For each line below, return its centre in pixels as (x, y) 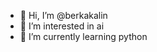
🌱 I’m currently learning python (83, 36)
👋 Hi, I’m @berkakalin (63, 15)
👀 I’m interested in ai (62, 26)
